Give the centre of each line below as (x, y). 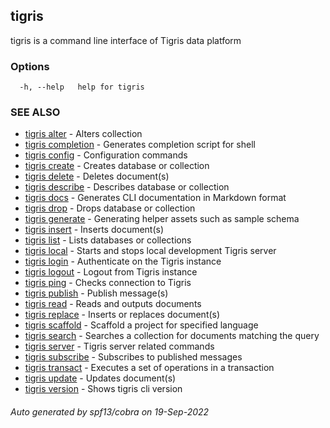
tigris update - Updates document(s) (100, 378)
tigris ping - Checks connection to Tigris (108, 283)
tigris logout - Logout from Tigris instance (111, 272)
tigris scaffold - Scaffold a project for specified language (141, 325)
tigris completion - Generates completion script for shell (140, 145)
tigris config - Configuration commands (106, 155)
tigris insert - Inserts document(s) (94, 230)
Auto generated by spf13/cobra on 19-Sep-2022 (110, 412)
